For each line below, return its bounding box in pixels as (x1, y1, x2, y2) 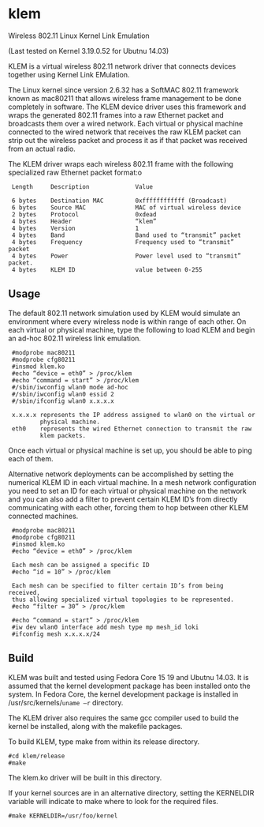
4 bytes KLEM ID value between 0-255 (11, 265, 203, 273)
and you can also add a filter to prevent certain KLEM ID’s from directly (8, 494, 238, 504)
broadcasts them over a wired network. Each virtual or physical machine (8, 118, 244, 128)
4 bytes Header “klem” (11, 217, 157, 225)
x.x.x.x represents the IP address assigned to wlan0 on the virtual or (11, 411, 256, 419)
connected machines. (8, 511, 79, 521)
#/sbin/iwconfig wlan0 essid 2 (11, 390, 114, 398)
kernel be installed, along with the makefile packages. (8, 721, 183, 731)
